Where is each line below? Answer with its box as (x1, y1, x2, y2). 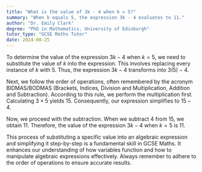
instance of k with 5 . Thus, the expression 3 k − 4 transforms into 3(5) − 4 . (6, 66, 189, 73)
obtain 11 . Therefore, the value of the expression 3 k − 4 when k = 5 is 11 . (6, 122, 186, 129)
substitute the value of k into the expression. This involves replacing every (6, 60, 191, 67)
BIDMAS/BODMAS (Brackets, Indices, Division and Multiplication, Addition (6, 84, 190, 91)
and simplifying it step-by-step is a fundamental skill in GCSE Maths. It (6, 140, 181, 147)
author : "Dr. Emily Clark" (6, 20, 74, 26)
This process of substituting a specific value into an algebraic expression (6, 133, 188, 141)
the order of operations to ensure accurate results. (6, 159, 132, 166)
